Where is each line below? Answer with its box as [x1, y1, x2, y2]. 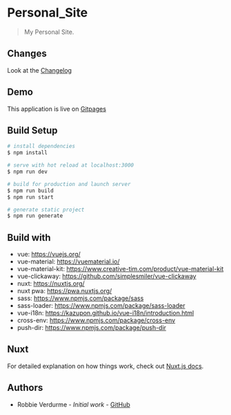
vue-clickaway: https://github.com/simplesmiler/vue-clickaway [17, 272, 197, 281]
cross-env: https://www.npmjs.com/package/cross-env [17, 316, 176, 324]
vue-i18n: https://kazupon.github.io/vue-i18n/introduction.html [17, 309, 194, 317]
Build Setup [7, 124, 58, 136]
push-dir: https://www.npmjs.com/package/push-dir [17, 324, 167, 332]
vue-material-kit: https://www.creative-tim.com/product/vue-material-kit [17, 265, 224, 273]
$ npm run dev [7, 168, 48, 175]
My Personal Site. [23, 28, 74, 36]
